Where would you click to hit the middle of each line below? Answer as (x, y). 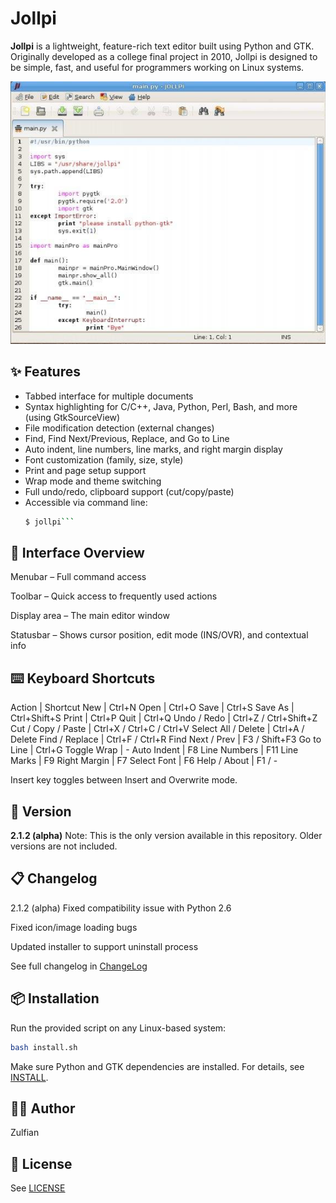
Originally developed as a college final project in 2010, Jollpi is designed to (164, 56)
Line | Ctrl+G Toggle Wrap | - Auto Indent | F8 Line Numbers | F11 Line (154, 750)
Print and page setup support (85, 470)
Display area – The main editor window (90, 616)
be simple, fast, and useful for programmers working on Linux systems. (157, 67)
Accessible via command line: (86, 502)
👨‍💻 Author (43, 1108)
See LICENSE (38, 1188)
